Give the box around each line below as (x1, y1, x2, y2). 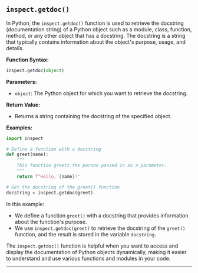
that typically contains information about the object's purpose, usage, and (6, 38, 186, 45)
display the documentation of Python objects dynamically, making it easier (6, 248, 187, 255)
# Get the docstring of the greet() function (6, 184, 120, 190)
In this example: (6, 200, 45, 207)
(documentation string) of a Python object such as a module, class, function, (6, 25, 192, 32)
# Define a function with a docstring (6, 146, 101, 152)
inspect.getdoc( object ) (6, 67, 65, 73)
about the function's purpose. (14, 218, 87, 225)
